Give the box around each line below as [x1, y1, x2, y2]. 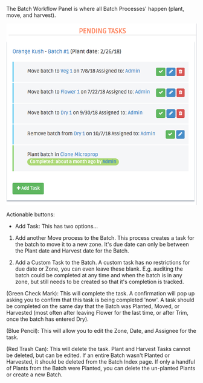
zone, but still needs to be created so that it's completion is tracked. [14, 278, 184, 286]
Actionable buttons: [6, 211, 56, 218]
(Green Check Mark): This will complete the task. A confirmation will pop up [6, 290, 195, 297]
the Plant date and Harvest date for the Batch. [14, 247, 129, 254]
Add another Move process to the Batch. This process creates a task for [14, 234, 195, 242]
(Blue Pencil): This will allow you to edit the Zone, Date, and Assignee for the [6, 327, 196, 335]
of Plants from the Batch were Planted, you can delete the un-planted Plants [6, 365, 196, 372]
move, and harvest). [6, 11, 56, 19]
